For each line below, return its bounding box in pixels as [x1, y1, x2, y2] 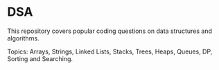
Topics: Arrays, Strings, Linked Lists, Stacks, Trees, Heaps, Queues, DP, [7, 47, 213, 56]
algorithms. [7, 34, 40, 42]
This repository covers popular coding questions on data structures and [7, 27, 213, 35]
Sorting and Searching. [7, 54, 73, 62]
